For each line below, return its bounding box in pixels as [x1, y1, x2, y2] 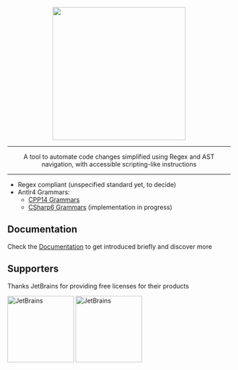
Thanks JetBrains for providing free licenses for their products [7, 281, 189, 290]
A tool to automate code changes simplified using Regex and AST [23, 152, 215, 161]
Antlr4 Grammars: [17, 188, 70, 196]
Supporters [7, 263, 59, 275]
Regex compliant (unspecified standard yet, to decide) [17, 181, 176, 189]
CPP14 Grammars [28, 196, 80, 203]
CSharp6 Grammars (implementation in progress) [28, 203, 173, 211]
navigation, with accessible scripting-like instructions [41, 160, 197, 168]
